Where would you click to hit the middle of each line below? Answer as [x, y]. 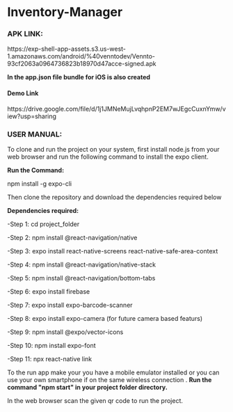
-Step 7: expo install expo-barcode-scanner [70, 305]
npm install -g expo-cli [39, 183]
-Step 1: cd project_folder [43, 224]
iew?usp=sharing [32, 116]
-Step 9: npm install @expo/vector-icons [65, 332]
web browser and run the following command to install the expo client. [108, 157]
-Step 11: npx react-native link [50, 358]
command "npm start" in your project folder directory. [88, 387]
